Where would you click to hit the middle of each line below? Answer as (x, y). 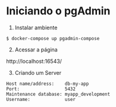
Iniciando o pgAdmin (58, 11)
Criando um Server (38, 72)
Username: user (41, 99)
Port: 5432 (41, 89)
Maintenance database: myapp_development (58, 94)
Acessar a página (36, 50)
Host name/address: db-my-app (48, 84)
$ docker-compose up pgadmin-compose (53, 38)
